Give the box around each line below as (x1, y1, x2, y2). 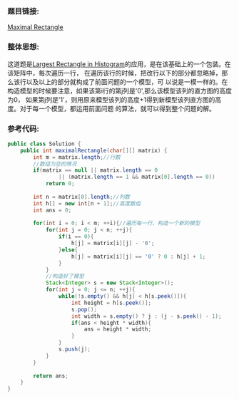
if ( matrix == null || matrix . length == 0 (33, 167, 158, 174)
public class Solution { (7, 140, 81, 147)
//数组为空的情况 (33, 160, 77, 167)
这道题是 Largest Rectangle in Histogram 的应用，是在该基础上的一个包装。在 (7, 59, 231, 68)
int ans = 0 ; (33, 207, 72, 214)
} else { (58, 246, 78, 254)
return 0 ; (45, 180, 75, 187)
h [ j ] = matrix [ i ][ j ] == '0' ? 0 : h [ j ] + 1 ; (71, 253, 206, 260)
